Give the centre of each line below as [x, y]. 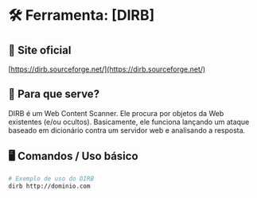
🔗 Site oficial [40, 50]
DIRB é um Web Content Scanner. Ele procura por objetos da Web [116, 113]
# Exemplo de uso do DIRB [51, 179]
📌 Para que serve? [54, 94]
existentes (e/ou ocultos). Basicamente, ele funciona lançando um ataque [129, 122]
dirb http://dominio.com [49, 186]
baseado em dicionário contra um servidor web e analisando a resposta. [127, 130]
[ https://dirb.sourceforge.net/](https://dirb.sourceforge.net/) [107, 69]
